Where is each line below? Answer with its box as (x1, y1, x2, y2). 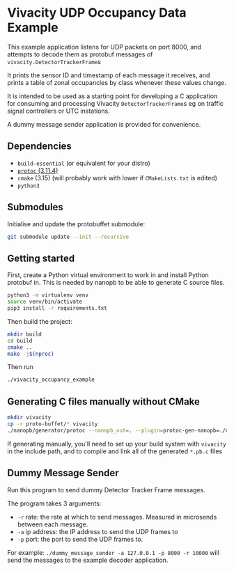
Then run (7, 363, 33, 371)
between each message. (17, 520, 88, 529)
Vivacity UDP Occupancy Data (7, 5, 187, 21)
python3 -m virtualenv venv (7, 292, 89, 299)
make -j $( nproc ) (7, 350, 54, 357)
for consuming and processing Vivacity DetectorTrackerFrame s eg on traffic (7, 99, 224, 107)
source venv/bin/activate (7, 298, 82, 306)
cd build (7, 337, 33, 344)
